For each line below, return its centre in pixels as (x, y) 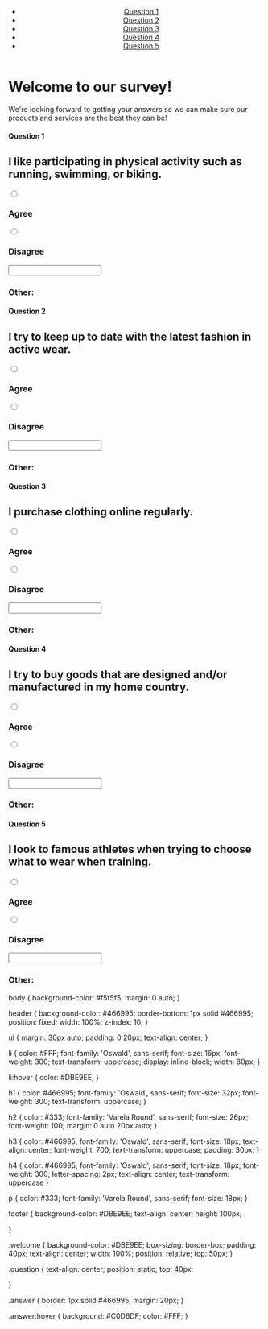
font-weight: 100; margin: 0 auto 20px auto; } (83, 1125)
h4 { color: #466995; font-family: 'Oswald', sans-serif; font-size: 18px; (125, 1165)
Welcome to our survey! (90, 87)
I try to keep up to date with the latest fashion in (130, 336)
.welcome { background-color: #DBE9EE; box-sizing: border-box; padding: (132, 1244)
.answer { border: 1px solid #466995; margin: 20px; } (96, 1300)
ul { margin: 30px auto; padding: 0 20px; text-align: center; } (108, 1037)
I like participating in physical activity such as (126, 161)
